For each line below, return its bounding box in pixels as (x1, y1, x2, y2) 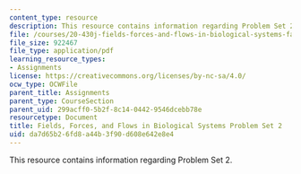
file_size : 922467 (9, 38, 78, 48)
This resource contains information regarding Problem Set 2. (9, 154, 233, 165)
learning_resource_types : (9, 55, 106, 64)
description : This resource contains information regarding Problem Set (9, 22, 287, 30)
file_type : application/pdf (9, 47, 115, 56)
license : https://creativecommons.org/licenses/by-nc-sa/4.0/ (9, 72, 246, 81)
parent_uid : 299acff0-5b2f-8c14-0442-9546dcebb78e (9, 105, 202, 114)
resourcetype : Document (9, 113, 99, 122)
